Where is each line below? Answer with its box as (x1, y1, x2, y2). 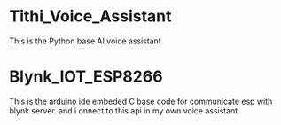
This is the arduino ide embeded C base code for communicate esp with (9, 96, 273, 106)
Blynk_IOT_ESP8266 (9, 66, 163, 87)
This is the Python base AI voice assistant (9, 35, 161, 46)
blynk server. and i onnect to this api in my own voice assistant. (9, 105, 241, 116)
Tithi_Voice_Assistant (9, 6, 172, 27)
